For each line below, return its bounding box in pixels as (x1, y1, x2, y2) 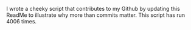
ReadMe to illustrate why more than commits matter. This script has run (6, 11, 186, 19)
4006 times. (6, 18, 37, 25)
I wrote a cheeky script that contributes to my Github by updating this (6, 5, 181, 12)
